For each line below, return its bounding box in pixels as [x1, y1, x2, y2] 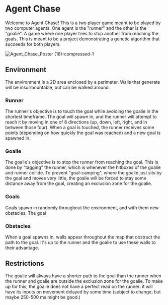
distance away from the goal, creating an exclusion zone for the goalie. [5, 180, 152, 187]
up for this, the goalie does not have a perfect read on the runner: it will [5, 283, 153, 289]
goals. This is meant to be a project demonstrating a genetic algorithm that [5, 36, 160, 42]
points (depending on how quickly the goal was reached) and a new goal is [5, 130, 161, 136]
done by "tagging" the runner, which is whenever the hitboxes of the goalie [5, 164, 161, 170]
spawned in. [5, 135, 31, 141]
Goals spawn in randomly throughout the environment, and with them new [5, 205, 159, 211]
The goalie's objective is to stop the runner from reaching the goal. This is [5, 159, 158, 165]
